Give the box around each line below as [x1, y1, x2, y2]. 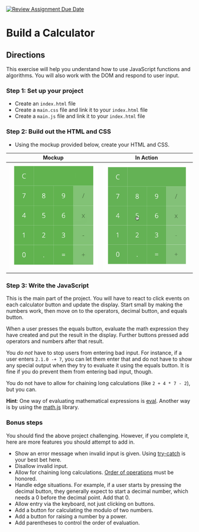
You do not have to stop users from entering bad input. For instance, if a [6, 350, 182, 357]
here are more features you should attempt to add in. [6, 438, 135, 446]
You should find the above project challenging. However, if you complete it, [6, 432, 190, 439]
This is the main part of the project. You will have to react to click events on [6, 295, 190, 302]
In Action [135, 154, 158, 161]
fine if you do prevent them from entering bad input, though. [6, 368, 153, 376]
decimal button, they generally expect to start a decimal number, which [14, 488, 188, 495]
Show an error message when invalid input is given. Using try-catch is [14, 450, 186, 457]
